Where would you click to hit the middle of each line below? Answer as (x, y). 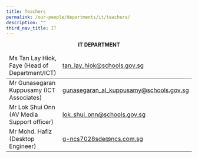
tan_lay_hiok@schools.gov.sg (103, 65)
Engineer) (23, 146)
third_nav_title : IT (32, 28)
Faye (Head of (29, 65)
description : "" (26, 22)
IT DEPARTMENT (99, 45)
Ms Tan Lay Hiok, (33, 58)
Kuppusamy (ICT (32, 90)
